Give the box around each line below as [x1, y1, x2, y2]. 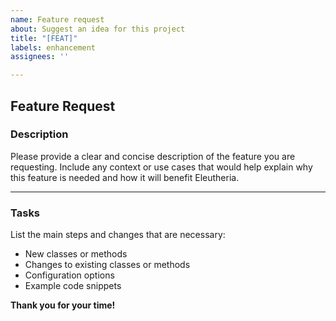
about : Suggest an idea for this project [10, 24, 186, 34]
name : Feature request [10, 14, 105, 25]
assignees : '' [10, 52, 70, 62]
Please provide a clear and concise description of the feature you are [10, 150, 296, 162]
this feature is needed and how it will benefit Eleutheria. [10, 171, 240, 183]
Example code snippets [24, 280, 122, 292]
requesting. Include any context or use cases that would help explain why [10, 161, 313, 173]
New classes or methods [24, 248, 128, 260]
